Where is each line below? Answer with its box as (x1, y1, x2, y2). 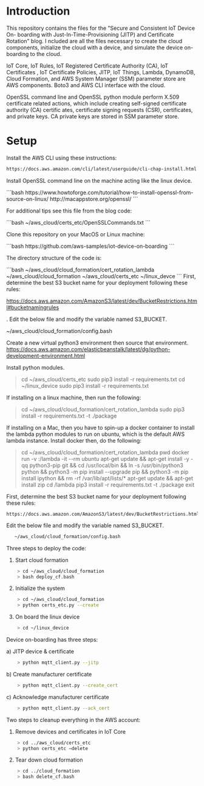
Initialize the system (15, 584, 65, 592)
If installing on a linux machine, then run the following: (6, 394, 141, 401)
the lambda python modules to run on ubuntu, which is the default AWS (6, 430, 185, 438)
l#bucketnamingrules (6, 303, 59, 311)
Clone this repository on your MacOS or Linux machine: (6, 230, 145, 238)
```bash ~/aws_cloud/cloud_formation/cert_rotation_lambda (6, 266, 155, 273)
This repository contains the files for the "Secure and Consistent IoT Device (6, 24, 195, 32)
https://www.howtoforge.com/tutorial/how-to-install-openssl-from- (25, 189, 194, 196)
